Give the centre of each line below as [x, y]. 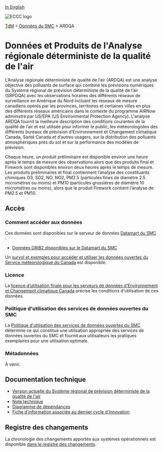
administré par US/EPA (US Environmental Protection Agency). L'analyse [78, 116]
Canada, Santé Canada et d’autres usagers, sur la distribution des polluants [81, 137]
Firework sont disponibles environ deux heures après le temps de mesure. [79, 167]
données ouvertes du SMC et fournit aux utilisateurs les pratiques [71, 336]
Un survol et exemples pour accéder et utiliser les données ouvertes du [77, 257]
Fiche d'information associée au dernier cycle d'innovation [71, 412]
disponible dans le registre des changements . [51, 444]
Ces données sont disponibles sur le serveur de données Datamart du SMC [81, 233]
